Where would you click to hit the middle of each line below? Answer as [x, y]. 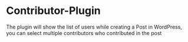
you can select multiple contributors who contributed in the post [84, 33]
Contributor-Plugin [54, 11]
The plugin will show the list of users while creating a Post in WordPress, [94, 27]
